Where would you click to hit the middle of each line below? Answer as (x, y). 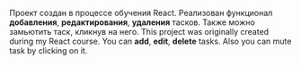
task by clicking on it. (49, 51)
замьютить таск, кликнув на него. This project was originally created (139, 32)
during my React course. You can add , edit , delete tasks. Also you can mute (150, 41)
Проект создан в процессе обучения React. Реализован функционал (141, 13)
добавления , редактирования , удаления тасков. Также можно (133, 22)
